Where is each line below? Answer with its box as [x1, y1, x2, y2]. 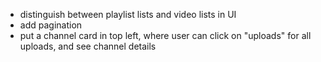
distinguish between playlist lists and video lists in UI [19, 9, 237, 20]
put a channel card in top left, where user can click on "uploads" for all [19, 30, 312, 41]
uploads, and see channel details [19, 40, 157, 52]
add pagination [19, 19, 83, 31]
